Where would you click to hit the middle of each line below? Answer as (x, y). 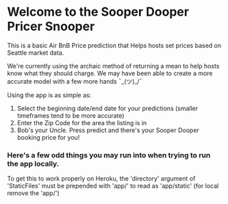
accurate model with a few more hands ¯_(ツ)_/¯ (75, 81)
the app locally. (33, 164)
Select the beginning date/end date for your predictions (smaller (107, 108)
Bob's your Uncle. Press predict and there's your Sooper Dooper (108, 130)
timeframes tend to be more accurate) (71, 115)
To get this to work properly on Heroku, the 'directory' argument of (101, 179)
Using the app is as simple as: (49, 95)
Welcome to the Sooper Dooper (98, 12)
